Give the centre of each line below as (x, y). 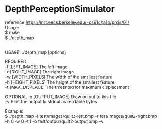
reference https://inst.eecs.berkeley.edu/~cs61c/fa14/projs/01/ (67, 22)
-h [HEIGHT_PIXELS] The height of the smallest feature (60, 82)
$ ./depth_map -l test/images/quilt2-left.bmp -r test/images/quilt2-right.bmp (81, 116)
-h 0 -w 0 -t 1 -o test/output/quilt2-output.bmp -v (54, 121)
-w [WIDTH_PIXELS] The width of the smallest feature (59, 77)
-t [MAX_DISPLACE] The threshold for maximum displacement (67, 87)
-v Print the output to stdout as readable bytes (51, 101)
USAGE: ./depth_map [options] (36, 52)
